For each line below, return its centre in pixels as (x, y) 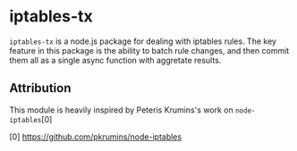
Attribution (40, 88)
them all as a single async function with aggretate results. (115, 60)
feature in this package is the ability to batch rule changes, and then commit (149, 50)
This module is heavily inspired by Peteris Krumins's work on (122, 110)
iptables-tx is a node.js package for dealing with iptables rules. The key (143, 41)
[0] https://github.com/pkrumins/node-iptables (95, 137)
